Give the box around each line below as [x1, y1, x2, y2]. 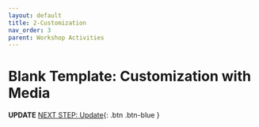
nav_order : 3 [8, 26, 51, 34]
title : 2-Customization [8, 19, 87, 27]
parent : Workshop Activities [8, 33, 105, 42]
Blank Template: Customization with [8, 68, 252, 85]
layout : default [8, 11, 62, 20]
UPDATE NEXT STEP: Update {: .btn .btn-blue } [8, 110, 160, 120]
